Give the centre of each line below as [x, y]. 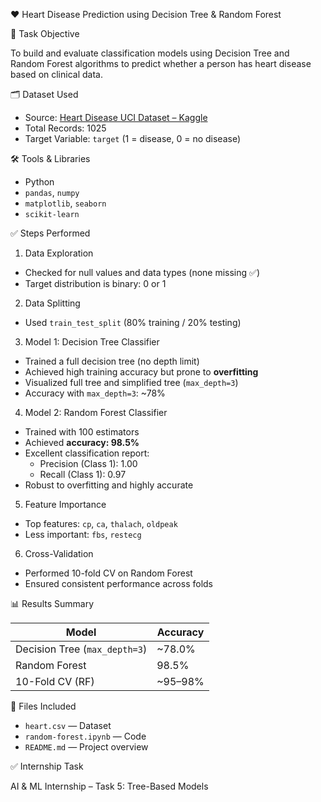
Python [39, 182]
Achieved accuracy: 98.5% [82, 442]
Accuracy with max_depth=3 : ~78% [95, 393]
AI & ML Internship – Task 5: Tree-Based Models [109, 786]
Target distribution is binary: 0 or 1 [95, 283]
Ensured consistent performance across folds [118, 583]
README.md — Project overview [86, 747]
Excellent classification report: [87, 453]
